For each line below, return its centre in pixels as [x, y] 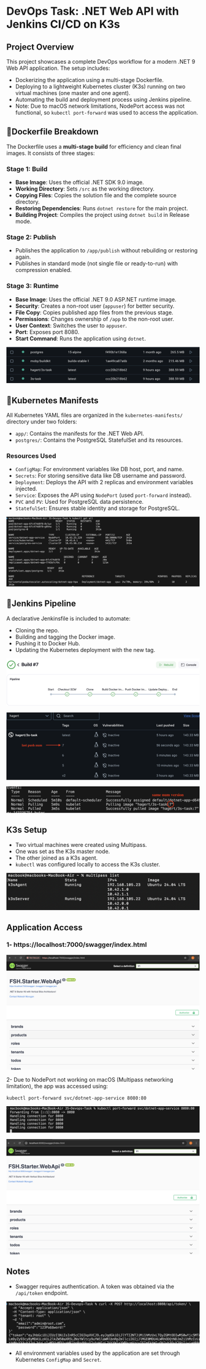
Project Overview [40, 47]
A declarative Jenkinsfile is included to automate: [68, 618]
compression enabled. [44, 270]
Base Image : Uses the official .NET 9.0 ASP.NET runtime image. [96, 299]
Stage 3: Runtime [33, 286]
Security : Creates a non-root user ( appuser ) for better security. [95, 306]
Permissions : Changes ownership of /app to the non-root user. [95, 319]
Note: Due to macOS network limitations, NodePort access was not [100, 106]
